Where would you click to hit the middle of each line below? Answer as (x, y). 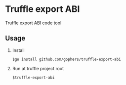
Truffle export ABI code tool (33, 23)
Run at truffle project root (38, 68)
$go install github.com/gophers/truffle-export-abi (66, 59)
